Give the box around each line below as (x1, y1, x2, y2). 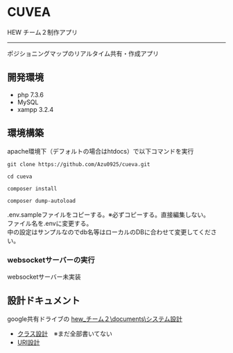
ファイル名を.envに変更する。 (7, 219, 93, 227)
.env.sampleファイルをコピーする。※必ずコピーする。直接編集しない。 (7, 210, 210, 219)
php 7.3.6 (17, 90, 44, 99)
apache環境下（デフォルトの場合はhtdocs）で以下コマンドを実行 (7, 147, 194, 155)
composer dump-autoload (7, 197, 76, 204)
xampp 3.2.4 (17, 105, 54, 113)
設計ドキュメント (7, 295, 80, 306)
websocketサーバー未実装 (7, 272, 81, 281)
